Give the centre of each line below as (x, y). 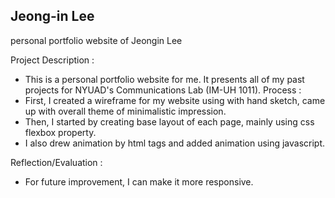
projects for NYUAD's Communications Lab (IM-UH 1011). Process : (163, 90)
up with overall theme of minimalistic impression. (125, 111)
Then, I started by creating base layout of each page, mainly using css (169, 121)
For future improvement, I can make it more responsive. (139, 181)
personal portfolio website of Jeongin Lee (96, 40)
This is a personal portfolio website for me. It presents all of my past (164, 79)
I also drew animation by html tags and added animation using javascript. (175, 143)
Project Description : (52, 60)
